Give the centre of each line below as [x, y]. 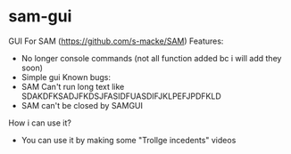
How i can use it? [40, 123]
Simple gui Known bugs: [66, 77]
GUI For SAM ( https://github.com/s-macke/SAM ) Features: [116, 41]
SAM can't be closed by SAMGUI [82, 105]
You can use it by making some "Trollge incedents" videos [129, 140]
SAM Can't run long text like [73, 86]
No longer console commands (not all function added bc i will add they [151, 58]
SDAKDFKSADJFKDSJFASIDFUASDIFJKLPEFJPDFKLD [121, 96]
